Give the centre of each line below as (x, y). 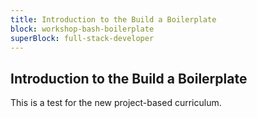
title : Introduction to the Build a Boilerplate (113, 19)
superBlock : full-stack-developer (82, 38)
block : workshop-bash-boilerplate (82, 29)
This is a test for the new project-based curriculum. (116, 103)
